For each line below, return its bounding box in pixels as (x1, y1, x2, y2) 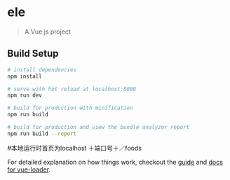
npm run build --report (7, 130, 77, 137)
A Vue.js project (24, 27, 72, 36)
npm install (7, 73, 42, 80)
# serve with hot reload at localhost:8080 (7, 85, 137, 92)
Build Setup (7, 48, 59, 60)
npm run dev (7, 92, 42, 99)
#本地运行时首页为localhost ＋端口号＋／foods (7, 144, 142, 152)
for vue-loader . (7, 165, 51, 174)
